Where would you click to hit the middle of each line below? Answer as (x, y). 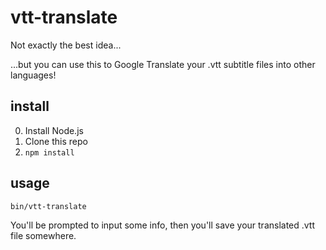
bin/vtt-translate (48, 206)
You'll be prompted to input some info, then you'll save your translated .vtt (163, 225)
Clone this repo (56, 141)
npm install (49, 152)
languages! (33, 75)
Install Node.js (54, 130)
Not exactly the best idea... (66, 45)
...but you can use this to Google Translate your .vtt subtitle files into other (163, 64)
